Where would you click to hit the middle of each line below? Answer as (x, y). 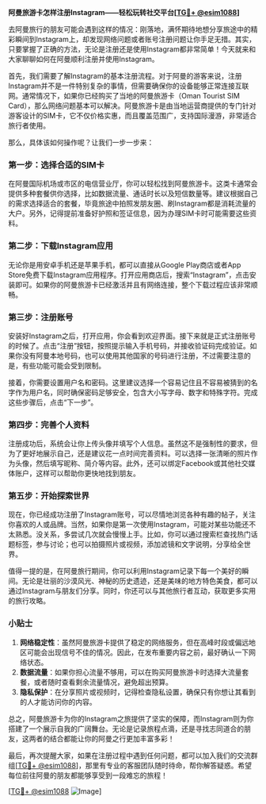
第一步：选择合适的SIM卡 (57, 164)
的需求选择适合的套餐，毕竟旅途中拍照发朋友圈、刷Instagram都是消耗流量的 (132, 204)
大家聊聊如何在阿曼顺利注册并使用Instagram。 (84, 59)
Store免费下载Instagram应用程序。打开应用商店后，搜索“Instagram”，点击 (129, 275)
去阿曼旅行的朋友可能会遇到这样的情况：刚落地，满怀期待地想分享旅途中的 (129, 29)
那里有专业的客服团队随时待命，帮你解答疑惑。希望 (168, 765)
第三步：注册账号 (41, 317)
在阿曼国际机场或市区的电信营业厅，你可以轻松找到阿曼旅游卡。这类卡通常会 (133, 184)
